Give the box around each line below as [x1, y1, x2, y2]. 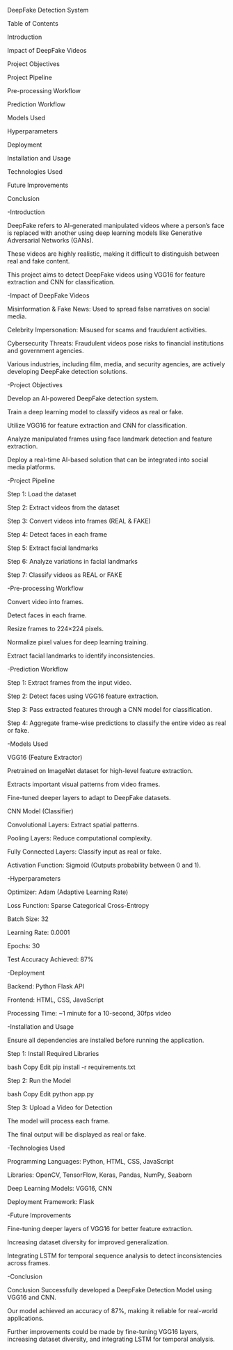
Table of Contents [7, 19, 59, 27]
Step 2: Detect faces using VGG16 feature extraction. [7, 692, 159, 700]
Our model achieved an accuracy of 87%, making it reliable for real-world [7, 1307, 218, 1315]
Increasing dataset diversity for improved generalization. [7, 1238, 169, 1246]
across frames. [7, 1259, 51, 1267]
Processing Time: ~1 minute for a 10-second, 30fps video [7, 1009, 172, 1017]
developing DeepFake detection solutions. [7, 368, 128, 375]
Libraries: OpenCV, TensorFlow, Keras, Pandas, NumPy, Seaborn [7, 1171, 193, 1179]
